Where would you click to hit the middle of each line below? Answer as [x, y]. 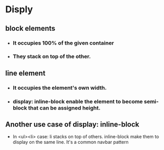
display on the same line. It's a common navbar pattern [71, 142]
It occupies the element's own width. [60, 88]
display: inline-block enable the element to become [78, 101]
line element [26, 73]
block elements [30, 28]
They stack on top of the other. [52, 56]
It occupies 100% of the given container [63, 43]
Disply [19, 9]
